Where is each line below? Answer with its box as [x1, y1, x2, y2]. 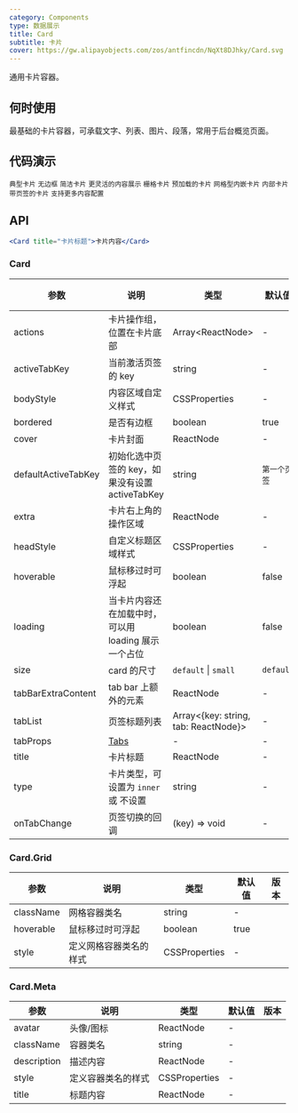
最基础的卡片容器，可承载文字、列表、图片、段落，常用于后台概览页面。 [9, 125, 273, 136]
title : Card [9, 29, 53, 38]
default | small [172, 663, 235, 676]
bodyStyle [13, 392, 57, 404]
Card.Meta [9, 980, 57, 992]
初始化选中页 [107, 450, 162, 462]
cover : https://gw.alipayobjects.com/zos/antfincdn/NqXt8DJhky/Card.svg [9, 46, 284, 55]
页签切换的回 [107, 811, 162, 823]
